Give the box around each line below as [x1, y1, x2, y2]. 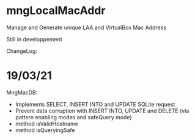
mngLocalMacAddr [6, 4, 106, 18]
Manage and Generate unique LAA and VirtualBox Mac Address [6, 24, 167, 31]
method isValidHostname [15, 120, 78, 127]
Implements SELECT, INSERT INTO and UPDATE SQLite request [15, 100, 175, 108]
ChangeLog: [6, 47, 38, 55]
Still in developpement [6, 35, 62, 43]
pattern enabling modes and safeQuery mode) [15, 113, 133, 121]
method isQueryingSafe [15, 126, 75, 134]
